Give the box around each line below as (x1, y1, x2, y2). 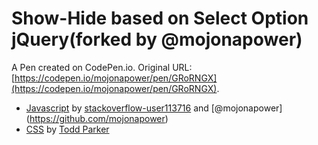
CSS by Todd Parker (25, 123, 110, 135)
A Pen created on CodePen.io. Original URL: (11, 61, 193, 73)
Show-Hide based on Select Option (11, 7, 309, 30)
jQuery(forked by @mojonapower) (11, 28, 303, 51)
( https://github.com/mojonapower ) (25, 112, 169, 124)
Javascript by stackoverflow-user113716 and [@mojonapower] (25, 102, 283, 114)
